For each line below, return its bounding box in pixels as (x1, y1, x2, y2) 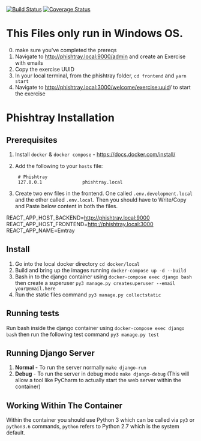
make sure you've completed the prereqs (14, 46, 117, 53)
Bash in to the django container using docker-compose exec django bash (14, 273, 192, 280)
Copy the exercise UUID (14, 65, 75, 73)
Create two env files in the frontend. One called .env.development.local (14, 190, 193, 197)
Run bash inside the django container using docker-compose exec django (6, 324, 185, 331)
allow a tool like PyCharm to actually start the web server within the (14, 377, 182, 384)
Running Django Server (6, 348, 95, 358)
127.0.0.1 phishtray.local (17, 179, 123, 185)
